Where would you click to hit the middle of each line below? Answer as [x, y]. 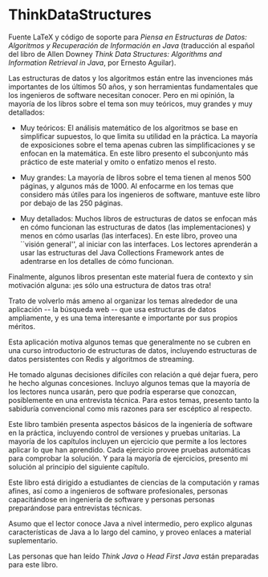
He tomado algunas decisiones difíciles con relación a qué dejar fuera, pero [133, 374]
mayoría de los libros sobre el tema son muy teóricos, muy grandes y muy [130, 104]
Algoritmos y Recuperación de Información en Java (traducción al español [132, 45]
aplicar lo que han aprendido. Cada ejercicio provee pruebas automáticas [130, 449]
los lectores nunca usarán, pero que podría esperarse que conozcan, [122, 392]
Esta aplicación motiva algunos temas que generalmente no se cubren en [130, 342]
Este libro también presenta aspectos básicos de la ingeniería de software [130, 424]
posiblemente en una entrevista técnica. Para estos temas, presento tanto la [134, 400]
